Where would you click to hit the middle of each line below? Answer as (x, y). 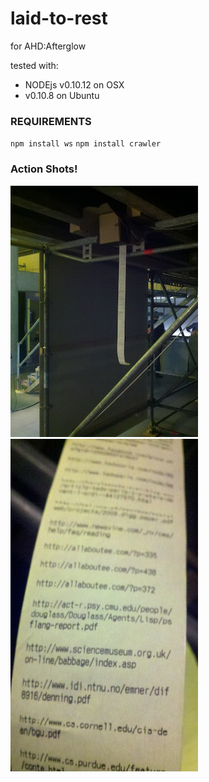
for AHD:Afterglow (48, 46)
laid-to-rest (59, 18)
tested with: (34, 65)
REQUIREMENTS (51, 121)
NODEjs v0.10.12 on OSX (74, 84)
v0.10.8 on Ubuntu (62, 95)
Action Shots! (44, 169)
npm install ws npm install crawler (86, 144)
